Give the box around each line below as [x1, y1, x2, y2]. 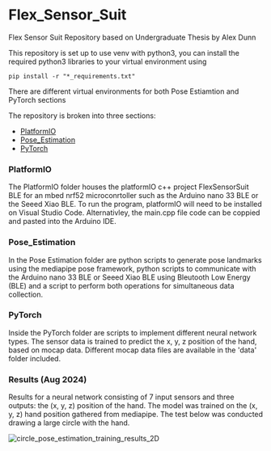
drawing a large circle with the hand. [8, 418, 130, 428]
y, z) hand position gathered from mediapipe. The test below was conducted [8, 410, 264, 419]
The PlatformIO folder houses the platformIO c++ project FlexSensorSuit [8, 182, 249, 192]
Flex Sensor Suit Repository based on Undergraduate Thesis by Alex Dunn [8, 32, 256, 42]
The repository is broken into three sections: [8, 111, 156, 120]
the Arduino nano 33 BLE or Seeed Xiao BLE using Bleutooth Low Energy [8, 272, 251, 282]
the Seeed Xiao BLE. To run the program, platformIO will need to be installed [8, 200, 263, 209]
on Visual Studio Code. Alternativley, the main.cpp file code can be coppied [8, 208, 260, 217]
